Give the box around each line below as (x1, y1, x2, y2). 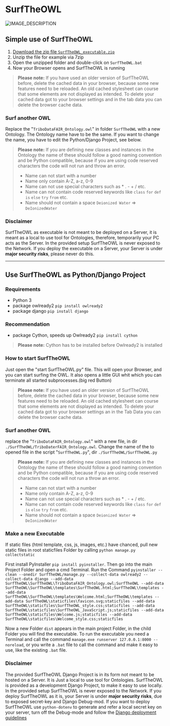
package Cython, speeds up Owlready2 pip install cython (12, 332, 138, 339)
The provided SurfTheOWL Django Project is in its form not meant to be (5, 671, 154, 677)
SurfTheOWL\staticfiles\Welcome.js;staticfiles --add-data (5, 612, 133, 617)
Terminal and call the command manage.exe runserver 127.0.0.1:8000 (5, 637, 152, 643)
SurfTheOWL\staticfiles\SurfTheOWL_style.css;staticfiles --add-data (5, 603, 155, 609)
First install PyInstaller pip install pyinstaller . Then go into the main (5, 561, 153, 567)
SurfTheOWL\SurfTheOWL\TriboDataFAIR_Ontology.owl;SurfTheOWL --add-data (5, 581, 164, 586)
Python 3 (12, 297, 32, 304)
